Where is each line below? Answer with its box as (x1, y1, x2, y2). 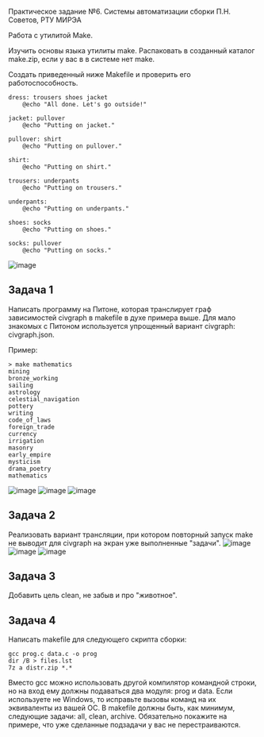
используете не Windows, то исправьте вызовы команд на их (8, 695, 216, 704)
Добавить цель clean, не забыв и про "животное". (8, 591, 178, 600)
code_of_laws (8, 416, 52, 424)
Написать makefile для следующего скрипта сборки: (8, 635, 187, 644)
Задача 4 (8, 613, 56, 627)
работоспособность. (8, 79, 78, 87)
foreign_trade (8, 423, 55, 431)
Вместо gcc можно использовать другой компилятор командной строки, (8, 678, 258, 688)
